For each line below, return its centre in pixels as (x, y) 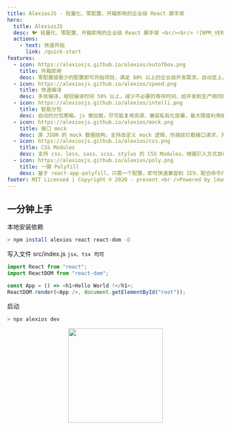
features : (21, 58)
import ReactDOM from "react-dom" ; (58, 273)
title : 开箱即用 (41, 71)
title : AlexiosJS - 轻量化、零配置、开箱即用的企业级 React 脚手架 (96, 13)
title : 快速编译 (41, 90)
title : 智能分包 (41, 109)
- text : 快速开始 (42, 45)
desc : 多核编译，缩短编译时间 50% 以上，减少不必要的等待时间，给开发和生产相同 (121, 97)
